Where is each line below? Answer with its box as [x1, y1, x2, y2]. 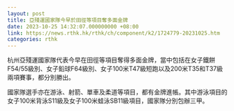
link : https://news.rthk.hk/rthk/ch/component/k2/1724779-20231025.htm [7, 29, 220, 37]
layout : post [7, 10, 45, 17]
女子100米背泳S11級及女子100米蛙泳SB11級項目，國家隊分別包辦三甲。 [7, 96, 209, 105]
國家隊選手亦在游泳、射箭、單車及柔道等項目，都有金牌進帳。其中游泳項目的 [7, 88, 228, 96]
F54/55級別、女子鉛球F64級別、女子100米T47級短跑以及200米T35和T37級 [7, 65, 224, 73]
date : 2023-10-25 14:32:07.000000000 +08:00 [7, 23, 139, 30]
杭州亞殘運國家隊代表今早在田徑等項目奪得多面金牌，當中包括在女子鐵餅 [7, 56, 215, 65]
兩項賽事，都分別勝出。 [7, 74, 75, 82]
